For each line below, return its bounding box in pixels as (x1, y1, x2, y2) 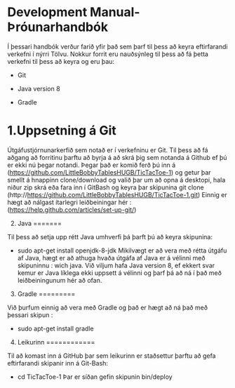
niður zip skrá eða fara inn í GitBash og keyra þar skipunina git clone (7, 183, 205, 192)
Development (7, 4, 88, 20)
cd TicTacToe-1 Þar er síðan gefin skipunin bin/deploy (17, 373, 173, 381)
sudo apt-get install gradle (17, 324, 94, 333)
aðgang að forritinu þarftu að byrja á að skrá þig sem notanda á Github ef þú (7, 153, 227, 161)
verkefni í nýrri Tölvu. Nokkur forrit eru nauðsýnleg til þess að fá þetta (7, 50, 209, 58)
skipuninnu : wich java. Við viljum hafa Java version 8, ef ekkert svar (17, 261, 215, 269)
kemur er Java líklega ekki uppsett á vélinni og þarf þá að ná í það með (17, 268, 222, 277)
